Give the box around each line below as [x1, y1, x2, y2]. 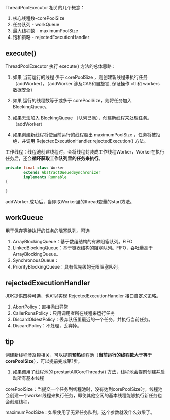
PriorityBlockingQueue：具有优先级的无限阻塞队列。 [12, 263, 122, 270]
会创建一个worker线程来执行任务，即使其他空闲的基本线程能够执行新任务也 [5, 392, 162, 398]
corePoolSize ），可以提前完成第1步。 [5, 358, 83, 364]
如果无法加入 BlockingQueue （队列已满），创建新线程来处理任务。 [12, 114, 152, 121]
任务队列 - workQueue [12, 22, 60, 27]
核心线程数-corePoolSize [12, 15, 65, 21]
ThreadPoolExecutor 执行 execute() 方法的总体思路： [5, 63, 116, 69]
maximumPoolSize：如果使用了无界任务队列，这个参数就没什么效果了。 [5, 409, 155, 415]
